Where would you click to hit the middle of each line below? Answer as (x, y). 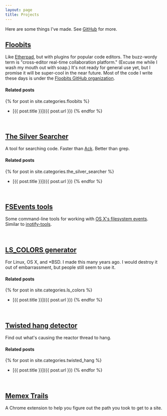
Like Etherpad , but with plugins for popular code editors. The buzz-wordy (81, 57)
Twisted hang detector (41, 325)
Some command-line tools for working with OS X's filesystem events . (77, 219)
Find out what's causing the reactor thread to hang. (58, 338)
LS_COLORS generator (41, 250)
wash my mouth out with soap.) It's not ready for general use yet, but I (78, 68)
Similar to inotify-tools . (29, 224)
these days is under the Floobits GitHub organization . (60, 78)
